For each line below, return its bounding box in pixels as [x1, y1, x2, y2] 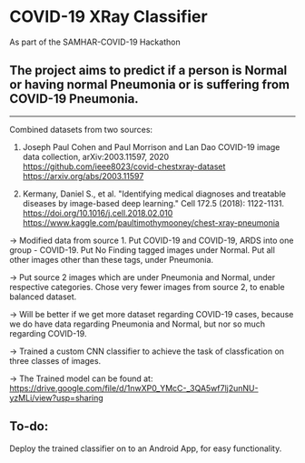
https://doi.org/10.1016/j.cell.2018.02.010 [22, 207, 173, 218]
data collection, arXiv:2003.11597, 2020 [22, 151, 170, 162]
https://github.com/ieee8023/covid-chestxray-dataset [22, 161, 226, 172]
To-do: [9, 418, 49, 434]
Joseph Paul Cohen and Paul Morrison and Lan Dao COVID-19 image [22, 141, 280, 152]
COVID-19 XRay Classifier [9, 6, 208, 27]
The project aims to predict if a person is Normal [9, 63, 288, 78]
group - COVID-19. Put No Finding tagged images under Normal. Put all [9, 244, 275, 256]
